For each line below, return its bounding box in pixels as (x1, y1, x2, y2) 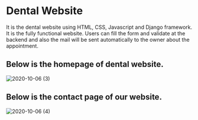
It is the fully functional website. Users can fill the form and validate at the (6, 29, 186, 36)
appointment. (6, 42, 38, 49)
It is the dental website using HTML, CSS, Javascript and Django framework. (6, 24, 193, 31)
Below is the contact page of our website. (6, 92, 163, 102)
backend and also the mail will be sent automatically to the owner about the (6, 36, 190, 43)
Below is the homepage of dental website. (6, 59, 164, 69)
